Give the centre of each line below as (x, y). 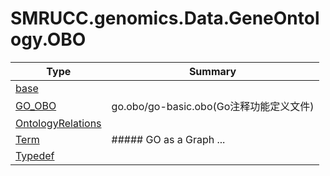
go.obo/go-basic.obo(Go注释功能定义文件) (213, 106)
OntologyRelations (58, 123)
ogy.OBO (48, 39)
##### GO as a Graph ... (168, 139)
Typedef (35, 155)
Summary (212, 71)
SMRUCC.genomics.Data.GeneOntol (165, 18)
